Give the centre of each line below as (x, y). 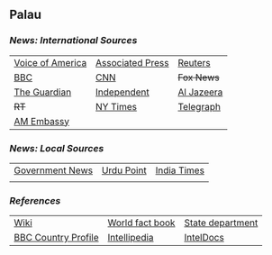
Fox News (199, 77)
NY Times (117, 106)
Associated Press (132, 62)
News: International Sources (73, 41)
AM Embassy (42, 121)
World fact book (141, 223)
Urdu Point (124, 170)
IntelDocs (204, 238)
